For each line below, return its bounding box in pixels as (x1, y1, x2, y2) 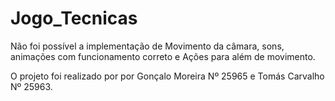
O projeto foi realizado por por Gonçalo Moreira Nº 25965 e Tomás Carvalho (10, 70, 325, 82)
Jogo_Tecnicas (10, 7, 138, 30)
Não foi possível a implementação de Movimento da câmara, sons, (10, 40, 285, 52)
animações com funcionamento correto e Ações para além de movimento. (10, 50, 316, 62)
